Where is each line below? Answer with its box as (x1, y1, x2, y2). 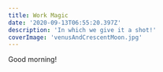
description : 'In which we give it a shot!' (8, 26, 157, 34)
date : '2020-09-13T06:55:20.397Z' (8, 19, 122, 27)
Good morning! (8, 55, 57, 64)
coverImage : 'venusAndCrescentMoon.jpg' (8, 33, 143, 41)
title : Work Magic (8, 11, 69, 20)
